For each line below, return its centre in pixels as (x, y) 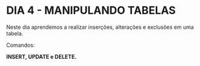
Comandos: (20, 45)
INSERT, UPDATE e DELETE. (42, 56)
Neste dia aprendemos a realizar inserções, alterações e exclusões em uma (100, 27)
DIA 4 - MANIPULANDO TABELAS (91, 10)
